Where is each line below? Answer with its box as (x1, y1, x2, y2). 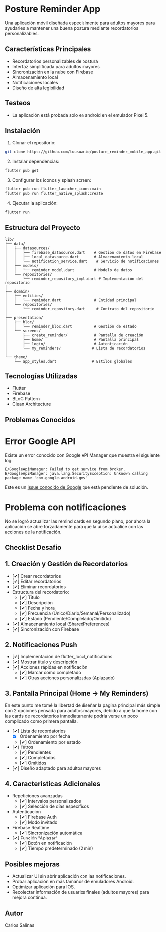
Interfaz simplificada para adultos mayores (12, 63, 100, 69)
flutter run (5, 210, 30, 215)
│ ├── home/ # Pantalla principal (5, 337, 139, 342)
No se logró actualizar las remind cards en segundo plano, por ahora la (5, 518, 151, 524)
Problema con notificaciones (5, 501, 127, 513)
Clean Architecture (12, 401, 51, 407)
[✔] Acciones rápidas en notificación (12, 664, 88, 670)
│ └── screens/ (5, 328, 41, 333)
